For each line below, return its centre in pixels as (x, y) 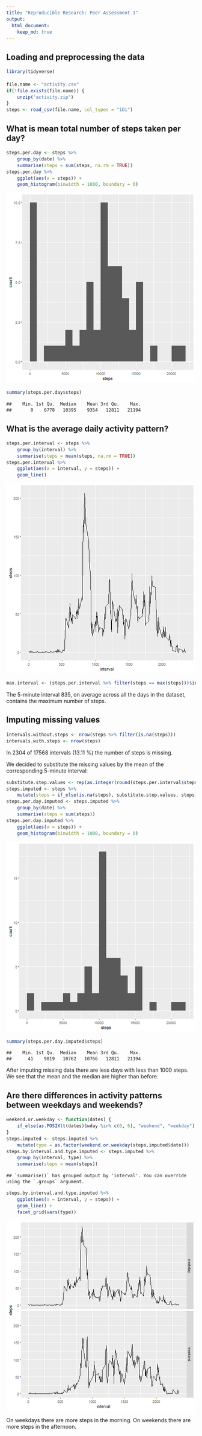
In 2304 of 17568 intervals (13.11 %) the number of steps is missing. (90, 752)
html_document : (31, 25)
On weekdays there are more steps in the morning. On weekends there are (99, 1420)
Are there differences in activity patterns (84, 1096)
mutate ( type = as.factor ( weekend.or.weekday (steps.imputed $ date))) (103, 1145)
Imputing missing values (53, 720)
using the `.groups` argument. (45, 1182)
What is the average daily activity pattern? (87, 429)
